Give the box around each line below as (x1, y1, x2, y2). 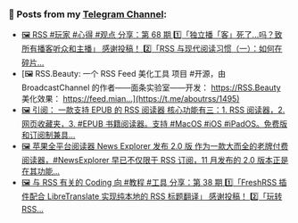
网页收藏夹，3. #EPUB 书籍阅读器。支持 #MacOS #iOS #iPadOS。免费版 (21, 119, 287, 129)
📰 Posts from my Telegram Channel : (8, 8, 167, 21)
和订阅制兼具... (21, 129, 76, 141)
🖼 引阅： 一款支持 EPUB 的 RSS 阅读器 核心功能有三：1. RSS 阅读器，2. (21, 104, 286, 115)
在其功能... (21, 166, 60, 177)
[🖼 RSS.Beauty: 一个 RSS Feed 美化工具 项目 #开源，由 (21, 69, 227, 79)
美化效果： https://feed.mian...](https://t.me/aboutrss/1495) (21, 94, 240, 104)
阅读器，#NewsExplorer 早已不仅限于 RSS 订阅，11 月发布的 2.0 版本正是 (21, 155, 289, 166)
